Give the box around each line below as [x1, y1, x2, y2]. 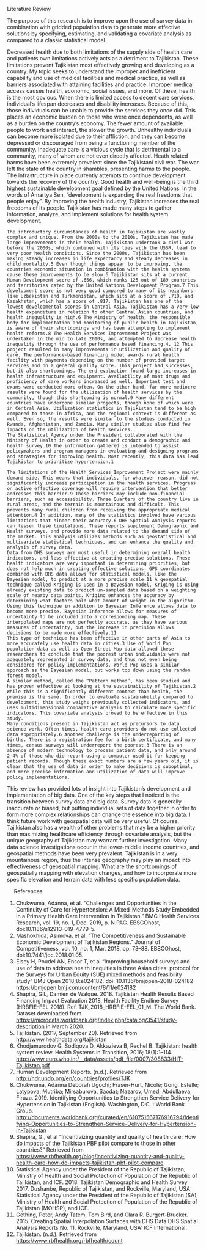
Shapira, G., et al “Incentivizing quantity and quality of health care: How [15, 1133, 196, 1140]
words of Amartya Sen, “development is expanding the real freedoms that [7, 191, 193, 198]
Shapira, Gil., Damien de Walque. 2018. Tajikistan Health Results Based [15, 990, 194, 998]
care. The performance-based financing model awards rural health [7, 352, 180, 358]
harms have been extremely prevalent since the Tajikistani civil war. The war [7, 159, 199, 166]
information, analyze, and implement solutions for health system [7, 211, 169, 217]
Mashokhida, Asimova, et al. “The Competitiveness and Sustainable [15, 932, 186, 939]
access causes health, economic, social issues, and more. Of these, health [7, 87, 195, 94]
